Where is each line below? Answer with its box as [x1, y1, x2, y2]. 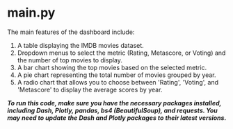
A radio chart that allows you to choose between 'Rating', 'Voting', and [17, 78, 219, 86]
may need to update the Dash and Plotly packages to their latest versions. [7, 113, 227, 122]
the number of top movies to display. [17, 55, 123, 64]
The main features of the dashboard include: [7, 28, 135, 36]
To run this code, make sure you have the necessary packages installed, [7, 98, 222, 107]
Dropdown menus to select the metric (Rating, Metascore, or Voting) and [17, 49, 226, 57]
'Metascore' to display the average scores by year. [17, 85, 163, 94]
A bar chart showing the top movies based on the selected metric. [17, 63, 207, 71]
